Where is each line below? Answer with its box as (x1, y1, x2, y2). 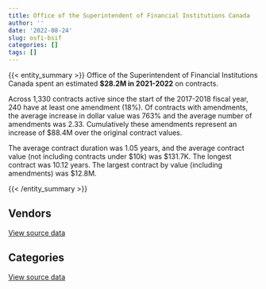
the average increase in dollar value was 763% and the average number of (8, 111, 253, 120)
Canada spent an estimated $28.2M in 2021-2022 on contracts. (8, 79, 218, 88)
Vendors (8, 207, 52, 221)
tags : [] (8, 48, 37, 56)
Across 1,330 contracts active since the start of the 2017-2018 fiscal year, (8, 94, 249, 103)
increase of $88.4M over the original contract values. (8, 128, 183, 137)
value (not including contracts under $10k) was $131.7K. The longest (8, 152, 232, 161)
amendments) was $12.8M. (8, 168, 97, 178)
